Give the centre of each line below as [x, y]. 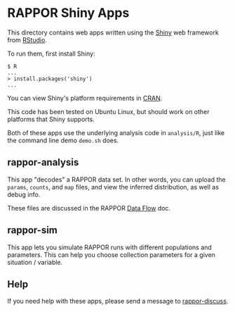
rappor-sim [33, 230]
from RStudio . [27, 39]
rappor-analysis [43, 162]
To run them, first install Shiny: [51, 54]
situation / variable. [35, 262]
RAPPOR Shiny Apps [68, 13]
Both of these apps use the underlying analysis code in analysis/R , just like [116, 132]
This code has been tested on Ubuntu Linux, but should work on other [108, 111]
